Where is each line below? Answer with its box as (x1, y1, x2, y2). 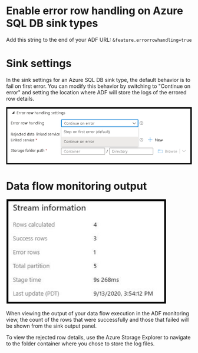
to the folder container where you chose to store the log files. (6, 340, 155, 347)
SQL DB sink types (6, 17, 98, 30)
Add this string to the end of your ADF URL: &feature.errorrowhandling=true (6, 36, 192, 43)
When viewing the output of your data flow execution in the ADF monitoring (6, 310, 190, 317)
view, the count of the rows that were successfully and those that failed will (6, 316, 189, 324)
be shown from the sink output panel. (6, 322, 97, 329)
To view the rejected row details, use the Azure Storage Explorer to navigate (6, 334, 191, 341)
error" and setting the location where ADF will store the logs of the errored (6, 88, 187, 95)
